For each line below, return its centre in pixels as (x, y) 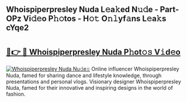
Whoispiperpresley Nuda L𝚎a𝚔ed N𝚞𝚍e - (82, 10)
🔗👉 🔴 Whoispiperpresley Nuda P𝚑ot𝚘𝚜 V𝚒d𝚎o (93, 52)
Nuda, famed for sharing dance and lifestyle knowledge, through (84, 75)
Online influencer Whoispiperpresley (135, 69)
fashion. (16, 94)
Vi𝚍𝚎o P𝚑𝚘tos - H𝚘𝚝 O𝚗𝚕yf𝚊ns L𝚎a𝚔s (95, 19)
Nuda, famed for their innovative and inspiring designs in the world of (90, 88)
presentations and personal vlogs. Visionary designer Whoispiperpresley (93, 82)
